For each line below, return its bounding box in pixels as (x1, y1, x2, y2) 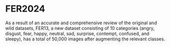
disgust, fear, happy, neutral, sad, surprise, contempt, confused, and (5, 30, 150, 36)
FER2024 (5, 3, 45, 15)
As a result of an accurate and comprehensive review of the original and (5, 20, 157, 26)
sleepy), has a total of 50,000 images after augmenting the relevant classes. (5, 36, 165, 42)
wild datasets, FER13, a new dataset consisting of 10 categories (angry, (5, 25, 155, 31)
